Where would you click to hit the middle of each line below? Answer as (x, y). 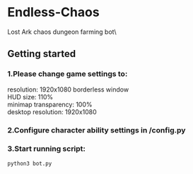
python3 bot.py (30, 163)
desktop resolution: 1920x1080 (52, 112)
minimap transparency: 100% (50, 104)
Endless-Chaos (54, 12)
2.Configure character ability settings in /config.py (96, 130)
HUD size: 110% (30, 97)
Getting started (42, 54)
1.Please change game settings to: (68, 74)
